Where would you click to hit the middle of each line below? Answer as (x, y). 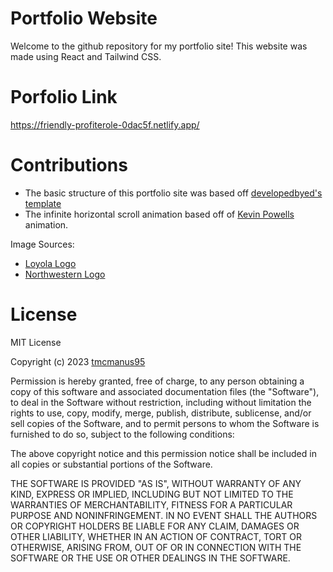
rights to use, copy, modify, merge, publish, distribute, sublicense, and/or (161, 413)
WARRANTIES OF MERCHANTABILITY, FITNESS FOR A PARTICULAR (151, 504)
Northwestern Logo (65, 274)
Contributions (69, 165)
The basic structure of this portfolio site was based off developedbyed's (173, 193)
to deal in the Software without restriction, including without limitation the (161, 402)
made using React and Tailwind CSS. (86, 56)
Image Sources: (42, 244)
